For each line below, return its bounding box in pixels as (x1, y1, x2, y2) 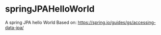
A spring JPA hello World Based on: (5, 19, 77, 25)
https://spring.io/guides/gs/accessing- (78, 19, 156, 25)
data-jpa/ (5, 24, 24, 30)
